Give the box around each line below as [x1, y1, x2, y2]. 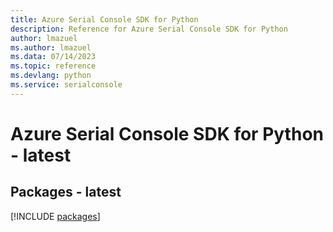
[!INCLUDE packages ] [10, 210, 101, 222]
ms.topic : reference [10, 61, 97, 71]
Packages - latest [10, 184, 122, 201]
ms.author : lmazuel [10, 42, 92, 53]
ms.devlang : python [10, 71, 92, 81]
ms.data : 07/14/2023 [10, 52, 97, 62]
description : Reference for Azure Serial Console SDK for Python [10, 24, 288, 34]
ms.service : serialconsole [10, 80, 123, 90]
